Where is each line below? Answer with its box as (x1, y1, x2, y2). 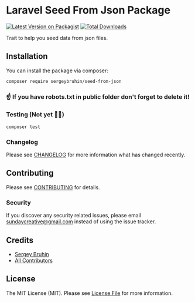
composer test (6, 124, 41, 130)
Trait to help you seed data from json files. (6, 34, 108, 41)
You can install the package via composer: (6, 67, 108, 74)
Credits (6, 235, 34, 245)
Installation (6, 51, 48, 62)
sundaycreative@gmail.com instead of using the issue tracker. (6, 218, 156, 225)
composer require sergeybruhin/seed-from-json (6, 78, 122, 84)
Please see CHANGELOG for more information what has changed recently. (6, 151, 186, 159)
